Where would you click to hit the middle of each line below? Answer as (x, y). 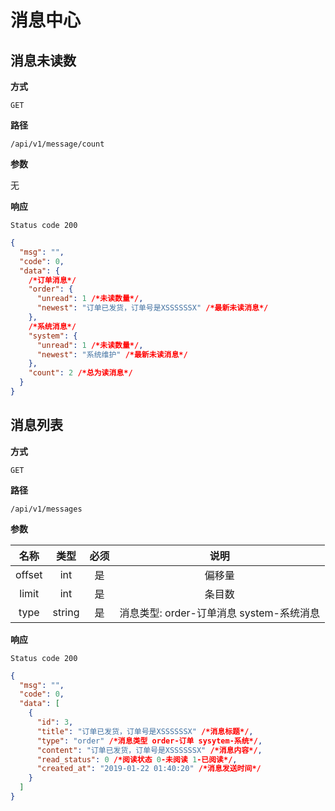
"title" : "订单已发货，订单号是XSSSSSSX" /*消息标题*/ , (145, 731)
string (66, 612)
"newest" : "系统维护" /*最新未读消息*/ (112, 354)
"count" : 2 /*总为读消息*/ (80, 373)
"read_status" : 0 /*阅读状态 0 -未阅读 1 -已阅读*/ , (137, 759)
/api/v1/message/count (57, 144)
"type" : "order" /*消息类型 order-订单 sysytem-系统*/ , (149, 741)
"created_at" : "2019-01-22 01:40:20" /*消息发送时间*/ (149, 769)
